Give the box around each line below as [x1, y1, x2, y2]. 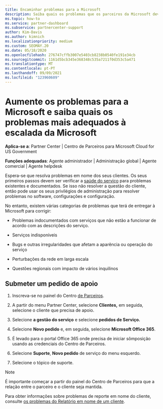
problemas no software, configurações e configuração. [5, 193, 115, 199]
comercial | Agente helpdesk [5, 163, 63, 169]
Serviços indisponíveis [12, 232, 57, 238]
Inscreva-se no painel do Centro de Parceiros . [12, 292, 104, 298]
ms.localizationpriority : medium [5, 39, 73, 44]
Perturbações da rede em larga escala [12, 256, 89, 262]
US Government [5, 148, 37, 154]
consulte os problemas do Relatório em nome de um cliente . [5, 398, 125, 404]
